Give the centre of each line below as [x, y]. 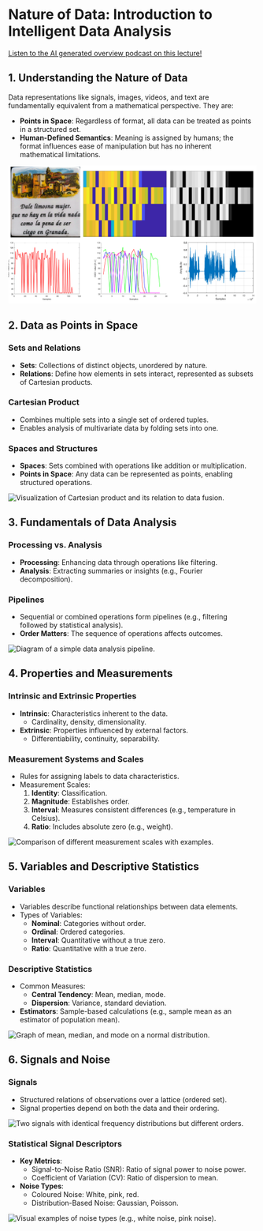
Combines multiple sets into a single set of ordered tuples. [114, 420]
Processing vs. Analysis [55, 545]
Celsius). [46, 819]
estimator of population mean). [70, 1020]
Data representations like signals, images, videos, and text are [109, 97]
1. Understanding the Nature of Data [98, 78]
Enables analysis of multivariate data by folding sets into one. [119, 427]
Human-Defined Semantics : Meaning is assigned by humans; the [126, 137]
